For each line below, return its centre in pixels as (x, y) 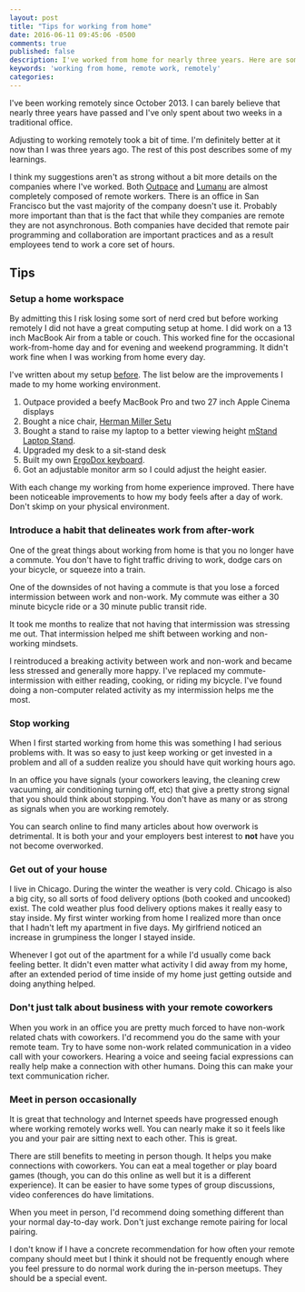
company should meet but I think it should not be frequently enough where (149, 1258)
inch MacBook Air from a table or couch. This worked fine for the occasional (152, 338)
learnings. (28, 159)
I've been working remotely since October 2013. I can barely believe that (145, 103)
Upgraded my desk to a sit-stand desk (94, 450)
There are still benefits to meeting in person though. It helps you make (141, 1156)
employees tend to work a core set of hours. (92, 244)
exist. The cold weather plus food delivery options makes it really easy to (146, 908)
